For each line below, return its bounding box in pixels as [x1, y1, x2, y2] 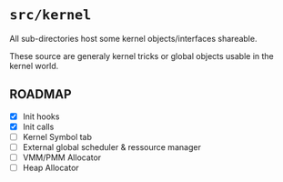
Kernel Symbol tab [22, 131, 93, 142]
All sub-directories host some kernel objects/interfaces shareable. [9, 33, 258, 44]
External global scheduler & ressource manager [22, 141, 202, 152]
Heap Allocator [22, 162, 79, 174]
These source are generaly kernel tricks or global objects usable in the [9, 50, 275, 61]
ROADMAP [9, 86, 72, 102]
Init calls [22, 121, 55, 132]
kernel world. [9, 60, 59, 71]
